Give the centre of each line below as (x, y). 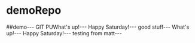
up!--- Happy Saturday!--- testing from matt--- (64, 33)
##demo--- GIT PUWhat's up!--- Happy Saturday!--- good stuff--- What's (98, 27)
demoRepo (34, 10)
